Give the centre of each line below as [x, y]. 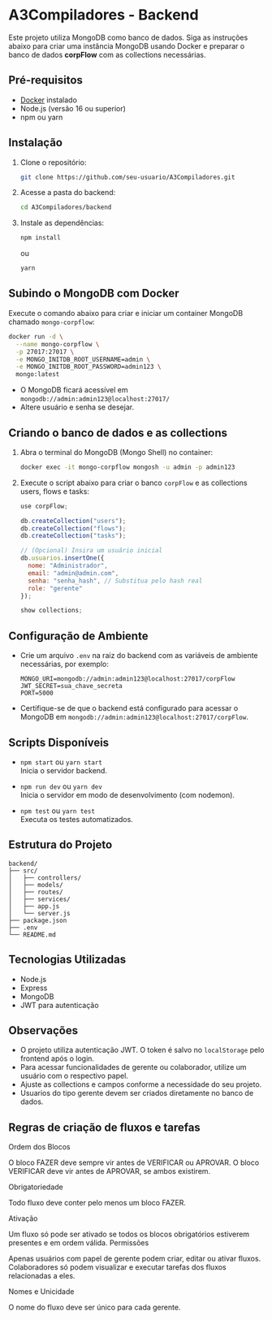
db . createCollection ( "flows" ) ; [73, 528]
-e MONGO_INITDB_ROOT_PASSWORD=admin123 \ [89, 367]
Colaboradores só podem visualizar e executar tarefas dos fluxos [118, 1267]
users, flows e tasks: [54, 491]
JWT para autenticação [59, 1005]
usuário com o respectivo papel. [74, 1076]
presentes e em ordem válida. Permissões [79, 1243]
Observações [43, 1030]
